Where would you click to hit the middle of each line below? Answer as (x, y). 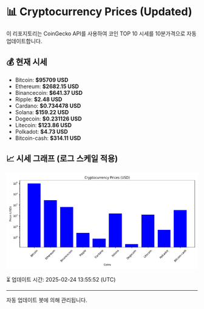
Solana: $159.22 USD (42, 112)
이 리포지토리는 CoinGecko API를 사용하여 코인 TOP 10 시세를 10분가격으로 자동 (101, 33)
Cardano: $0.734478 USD (48, 106)
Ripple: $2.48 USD (39, 99)
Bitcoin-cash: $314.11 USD (48, 138)
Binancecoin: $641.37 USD (49, 92)
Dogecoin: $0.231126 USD (48, 119)
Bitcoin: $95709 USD (42, 80)
